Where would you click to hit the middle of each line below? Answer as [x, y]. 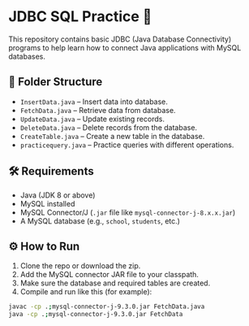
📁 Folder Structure [56, 82]
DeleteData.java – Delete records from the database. [108, 127]
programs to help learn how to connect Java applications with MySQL [125, 47]
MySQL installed [47, 203]
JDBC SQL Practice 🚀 [80, 17]
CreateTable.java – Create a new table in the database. [112, 136]
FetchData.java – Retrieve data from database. [98, 110]
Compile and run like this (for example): [86, 292]
